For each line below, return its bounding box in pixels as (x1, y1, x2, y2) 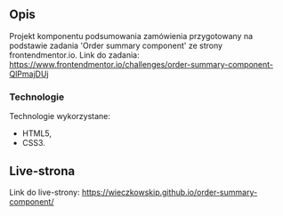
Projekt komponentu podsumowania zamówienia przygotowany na (9, 30, 254, 41)
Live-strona (9, 164, 76, 179)
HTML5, (21, 128, 52, 139)
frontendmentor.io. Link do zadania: (9, 49, 140, 60)
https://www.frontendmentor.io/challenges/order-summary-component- (9, 59, 274, 69)
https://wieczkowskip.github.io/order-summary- (81, 187, 258, 197)
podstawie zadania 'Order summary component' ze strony (9, 40, 223, 51)
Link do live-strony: (9, 187, 80, 197)
